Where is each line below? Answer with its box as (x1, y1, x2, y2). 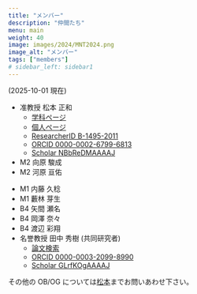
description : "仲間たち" (8, 19, 85, 27)
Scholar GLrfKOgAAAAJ (31, 260, 110, 269)
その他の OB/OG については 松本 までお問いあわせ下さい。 (8, 277, 194, 286)
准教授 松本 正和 (19, 102, 72, 111)
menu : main (8, 26, 44, 34)
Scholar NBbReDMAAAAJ (31, 148, 116, 157)
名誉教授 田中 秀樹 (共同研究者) (19, 233, 121, 243)
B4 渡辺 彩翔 (19, 223, 61, 233)
